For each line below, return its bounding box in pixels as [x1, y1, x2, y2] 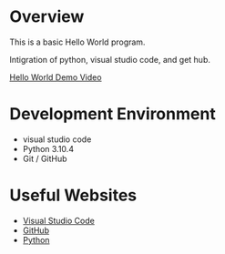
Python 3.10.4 [22, 143, 75, 154]
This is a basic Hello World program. [9, 36, 146, 47]
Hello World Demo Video [9, 71, 102, 83]
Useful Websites [9, 185, 138, 206]
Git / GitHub [22, 153, 67, 164]
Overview [9, 6, 85, 27]
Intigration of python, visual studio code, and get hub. [9, 54, 211, 65]
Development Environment [9, 104, 216, 125]
